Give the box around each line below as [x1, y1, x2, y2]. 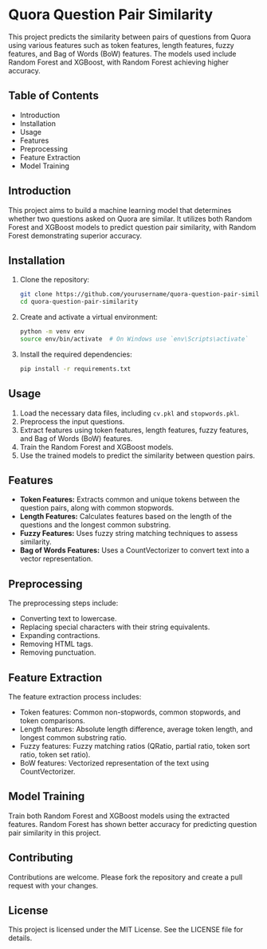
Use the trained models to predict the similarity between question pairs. [19, 451, 255, 460]
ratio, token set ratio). [19, 750, 91, 759]
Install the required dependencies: [19, 349, 133, 359]
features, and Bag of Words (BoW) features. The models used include [8, 49, 237, 58]
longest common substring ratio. [19, 733, 128, 742]
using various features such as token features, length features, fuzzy [8, 40, 234, 49]
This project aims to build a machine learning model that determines [8, 205, 232, 215]
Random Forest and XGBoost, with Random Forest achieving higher [8, 57, 230, 67]
